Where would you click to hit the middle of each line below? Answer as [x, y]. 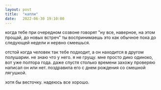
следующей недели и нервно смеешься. [48, 43]
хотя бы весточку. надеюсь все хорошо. [47, 82]
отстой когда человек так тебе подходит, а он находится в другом [74, 52]
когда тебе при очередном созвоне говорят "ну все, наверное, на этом [80, 33]
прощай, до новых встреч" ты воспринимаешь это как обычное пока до [81, 37]
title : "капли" [22, 14]
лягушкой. [16, 73]
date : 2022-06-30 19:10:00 [35, 18]
